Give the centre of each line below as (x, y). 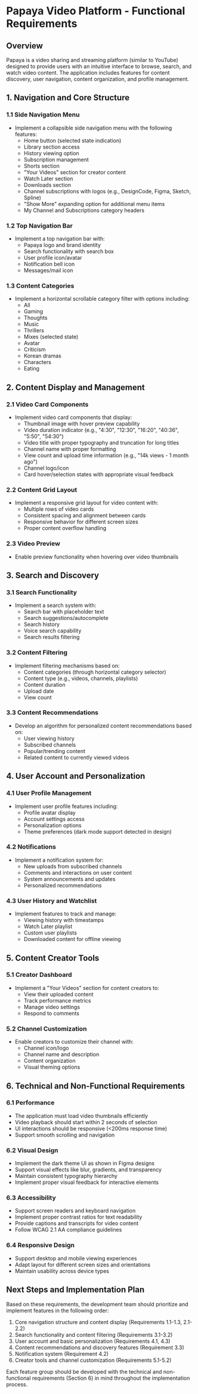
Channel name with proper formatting (70, 449)
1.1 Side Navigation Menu (43, 115)
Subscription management (56, 159)
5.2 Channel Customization (47, 1029)
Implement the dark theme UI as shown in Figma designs (85, 1163)
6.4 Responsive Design (40, 1245)
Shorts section (41, 166)
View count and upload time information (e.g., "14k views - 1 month (106, 455)
